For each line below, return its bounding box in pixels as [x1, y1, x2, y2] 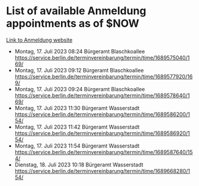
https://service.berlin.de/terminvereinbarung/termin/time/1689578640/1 [14, 92, 190, 99]
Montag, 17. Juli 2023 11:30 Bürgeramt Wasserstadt [14, 104, 140, 111]
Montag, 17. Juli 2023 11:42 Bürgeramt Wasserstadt [14, 123, 140, 130]
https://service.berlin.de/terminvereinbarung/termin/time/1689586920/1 [14, 129, 191, 137]
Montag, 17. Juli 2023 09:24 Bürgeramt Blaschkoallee [14, 85, 145, 92]
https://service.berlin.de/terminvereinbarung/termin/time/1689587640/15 [14, 148, 193, 155]
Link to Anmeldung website [6, 36, 73, 43]
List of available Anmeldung [6, 4, 146, 18]
